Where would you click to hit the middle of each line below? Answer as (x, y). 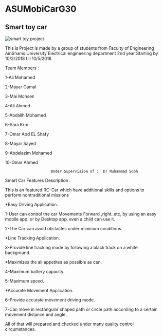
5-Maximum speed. (25, 281)
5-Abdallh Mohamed (26, 115)
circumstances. (20, 329)
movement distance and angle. (36, 315)
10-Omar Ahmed (21, 162)
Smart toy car (26, 27)
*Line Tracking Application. (33, 238)
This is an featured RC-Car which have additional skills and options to (75, 190)
